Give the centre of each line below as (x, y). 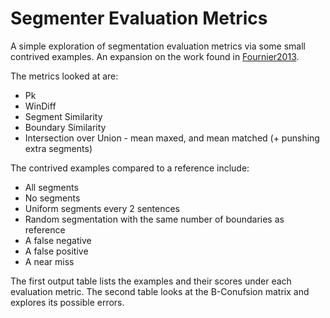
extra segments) (58, 148)
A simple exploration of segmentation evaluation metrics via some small (158, 46)
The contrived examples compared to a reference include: (130, 168)
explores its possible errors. (67, 302)
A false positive (56, 251)
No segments (52, 198)
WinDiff (40, 106)
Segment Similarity (63, 116)
